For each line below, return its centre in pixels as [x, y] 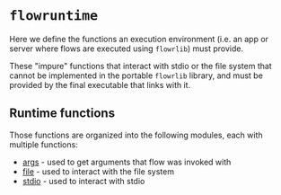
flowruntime [54, 16]
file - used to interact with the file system [98, 171]
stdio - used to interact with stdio [83, 181]
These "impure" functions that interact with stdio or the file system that [140, 66]
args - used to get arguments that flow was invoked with [127, 162]
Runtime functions [62, 114]
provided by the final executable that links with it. [100, 84]
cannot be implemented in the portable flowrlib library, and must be [136, 75]
